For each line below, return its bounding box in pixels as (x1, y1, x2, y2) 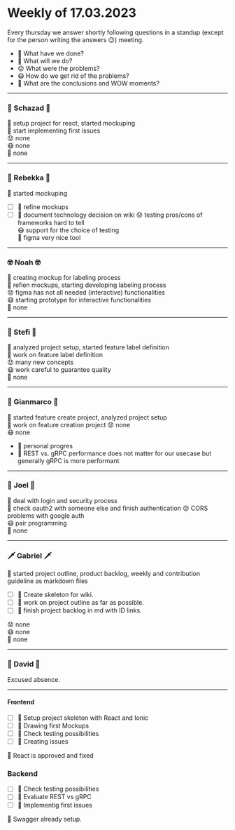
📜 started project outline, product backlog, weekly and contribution (7, 570, 201, 578)
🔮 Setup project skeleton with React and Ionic (17, 714, 149, 722)
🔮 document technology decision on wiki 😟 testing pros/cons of (17, 210, 203, 219)
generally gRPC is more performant (17, 456, 120, 464)
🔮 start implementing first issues (7, 126, 101, 135)
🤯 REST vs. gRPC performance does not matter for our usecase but (17, 449, 212, 457)
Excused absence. (7, 675, 61, 683)
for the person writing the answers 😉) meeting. (7, 35, 144, 43)
